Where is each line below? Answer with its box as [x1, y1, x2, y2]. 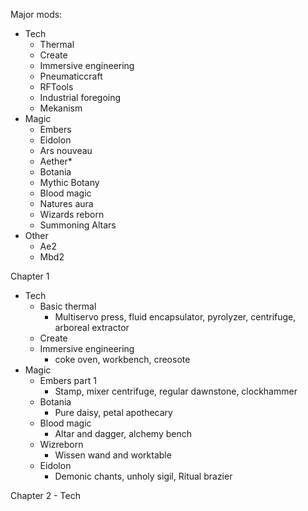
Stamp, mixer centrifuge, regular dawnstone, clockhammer [54, 385, 298, 397]
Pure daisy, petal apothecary [54, 407, 173, 418]
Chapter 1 [10, 270, 50, 282]
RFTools [39, 81, 74, 93]
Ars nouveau [39, 145, 93, 156]
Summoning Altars [39, 219, 117, 231]
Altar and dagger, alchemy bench [54, 428, 192, 439]
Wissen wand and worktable [54, 449, 172, 461]
